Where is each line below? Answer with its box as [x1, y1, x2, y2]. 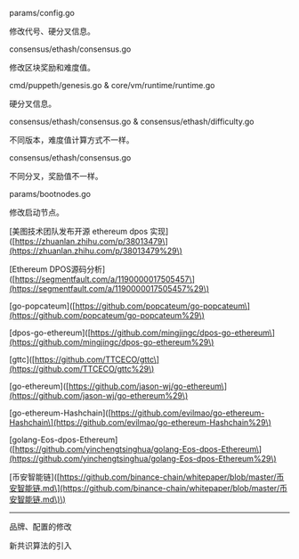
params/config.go [9, 8, 76, 18]
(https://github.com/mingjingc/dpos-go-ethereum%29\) [9, 337, 214, 347]
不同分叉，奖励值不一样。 [9, 171, 103, 181]
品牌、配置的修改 [9, 522, 72, 531]
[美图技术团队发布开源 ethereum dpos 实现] [9, 226, 169, 236]
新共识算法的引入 [9, 540, 72, 551]
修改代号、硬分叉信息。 [9, 26, 95, 37]
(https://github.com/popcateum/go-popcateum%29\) [9, 310, 205, 320]
